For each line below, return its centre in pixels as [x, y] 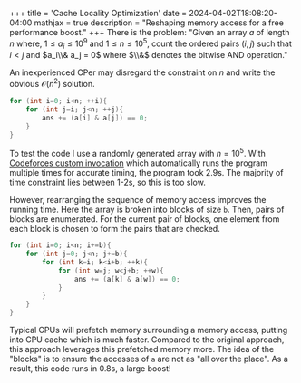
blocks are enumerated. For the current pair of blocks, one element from [145, 219]
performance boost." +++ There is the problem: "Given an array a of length [150, 32]
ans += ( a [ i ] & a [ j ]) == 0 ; [95, 118]
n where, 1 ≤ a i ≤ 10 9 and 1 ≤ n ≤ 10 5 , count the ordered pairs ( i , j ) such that [150, 43]
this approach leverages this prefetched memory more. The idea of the [142, 349]
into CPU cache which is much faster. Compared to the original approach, [147, 340]
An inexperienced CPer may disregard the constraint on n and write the [142, 72]
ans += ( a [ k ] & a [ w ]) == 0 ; [127, 279]
